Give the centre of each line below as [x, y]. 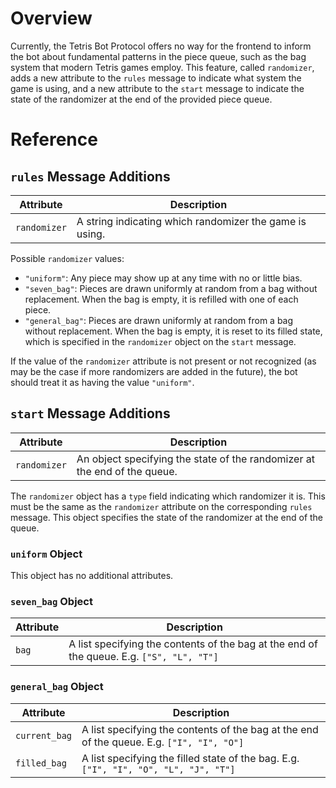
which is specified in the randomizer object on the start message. [160, 341]
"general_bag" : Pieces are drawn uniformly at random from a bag [159, 320]
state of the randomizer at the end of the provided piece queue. [141, 99]
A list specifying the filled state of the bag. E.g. [190, 758]
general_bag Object [57, 687]
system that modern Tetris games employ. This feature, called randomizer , [162, 67]
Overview [51, 18]
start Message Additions [90, 413]
